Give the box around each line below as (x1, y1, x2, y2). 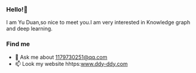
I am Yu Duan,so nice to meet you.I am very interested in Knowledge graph (6, 19, 191, 26)
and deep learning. (6, 25, 53, 32)
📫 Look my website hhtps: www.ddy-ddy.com (14, 60, 128, 67)
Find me (6, 40, 30, 48)
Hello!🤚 (6, 5, 28, 14)
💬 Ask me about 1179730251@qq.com (14, 53, 108, 61)
